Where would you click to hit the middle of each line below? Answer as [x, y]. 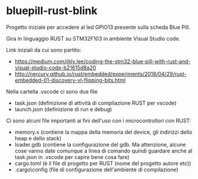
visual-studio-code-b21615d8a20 [55, 67]
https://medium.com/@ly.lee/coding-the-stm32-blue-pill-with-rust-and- [103, 61]
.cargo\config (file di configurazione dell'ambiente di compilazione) [96, 170]
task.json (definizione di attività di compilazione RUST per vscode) [95, 103]
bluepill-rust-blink [52, 11]
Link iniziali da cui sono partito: [44, 50]
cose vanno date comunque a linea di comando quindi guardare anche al [103, 151]
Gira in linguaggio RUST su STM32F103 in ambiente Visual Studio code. [93, 38]
